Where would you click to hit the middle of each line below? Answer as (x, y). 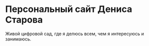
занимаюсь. (18, 39)
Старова (24, 20)
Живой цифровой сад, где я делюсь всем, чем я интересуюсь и (75, 33)
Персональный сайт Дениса (69, 9)
